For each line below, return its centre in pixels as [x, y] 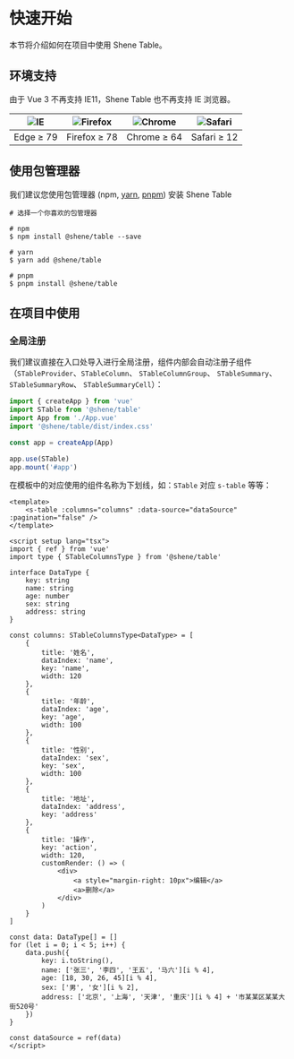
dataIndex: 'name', [78, 661]
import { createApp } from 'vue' [71, 401]
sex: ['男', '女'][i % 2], [90, 988]
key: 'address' [70, 815]
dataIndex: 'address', [84, 807]
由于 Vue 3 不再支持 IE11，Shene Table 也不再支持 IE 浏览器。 [122, 99]
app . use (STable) [39, 459]
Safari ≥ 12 [214, 137]
